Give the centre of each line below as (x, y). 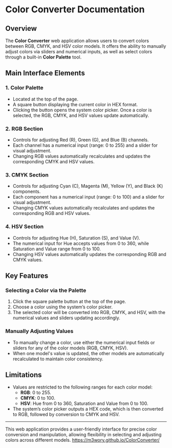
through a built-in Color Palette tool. (44, 57)
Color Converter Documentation (75, 9)
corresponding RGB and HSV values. (51, 213)
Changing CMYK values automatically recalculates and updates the (84, 208)
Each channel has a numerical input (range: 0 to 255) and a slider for (85, 145)
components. (27, 191)
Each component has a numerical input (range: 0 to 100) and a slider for (89, 197)
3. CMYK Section (27, 174)
